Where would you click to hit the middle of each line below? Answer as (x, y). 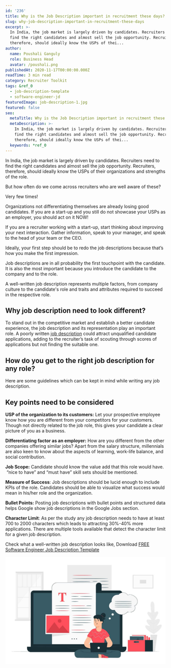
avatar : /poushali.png (34, 65)
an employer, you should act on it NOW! (47, 217)
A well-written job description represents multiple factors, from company (82, 284)
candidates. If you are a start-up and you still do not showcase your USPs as (85, 212)
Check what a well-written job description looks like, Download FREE (77, 544)
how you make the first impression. (42, 253)
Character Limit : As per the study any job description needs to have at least (85, 518)
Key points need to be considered (60, 402)
